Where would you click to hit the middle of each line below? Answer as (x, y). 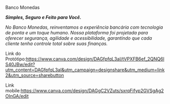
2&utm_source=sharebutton (35, 75)
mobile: (13, 91)
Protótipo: (16, 59)
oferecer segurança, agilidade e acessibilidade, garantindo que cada (79, 38)
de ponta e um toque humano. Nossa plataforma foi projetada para (77, 33)
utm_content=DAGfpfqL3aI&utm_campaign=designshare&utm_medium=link (85, 70)
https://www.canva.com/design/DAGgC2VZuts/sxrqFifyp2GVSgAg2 (92, 91)
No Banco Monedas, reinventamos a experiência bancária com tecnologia (84, 27)
